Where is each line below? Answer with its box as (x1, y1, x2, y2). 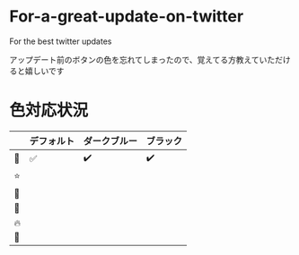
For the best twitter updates (9, 36, 112, 47)
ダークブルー (83, 134, 137, 147)
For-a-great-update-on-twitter (9, 6, 244, 27)
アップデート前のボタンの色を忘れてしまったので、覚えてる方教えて (9, 54, 260, 64)
